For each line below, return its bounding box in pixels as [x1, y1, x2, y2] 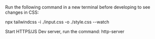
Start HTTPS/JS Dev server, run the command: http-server [5, 29, 125, 34]
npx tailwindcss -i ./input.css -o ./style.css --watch [5, 19, 109, 25]
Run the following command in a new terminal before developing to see [5, 4, 151, 10]
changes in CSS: [5, 9, 39, 15]
